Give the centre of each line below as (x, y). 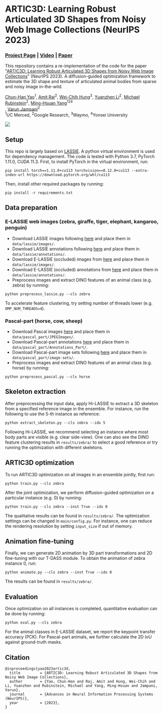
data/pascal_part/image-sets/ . (43, 357)
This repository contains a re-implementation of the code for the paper (76, 66)
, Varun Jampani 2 (23, 108)
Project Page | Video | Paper (39, 56)
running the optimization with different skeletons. (54, 447)
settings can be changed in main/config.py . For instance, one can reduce (79, 521)
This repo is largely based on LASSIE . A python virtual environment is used (80, 151)
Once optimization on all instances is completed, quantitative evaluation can (81, 609)
